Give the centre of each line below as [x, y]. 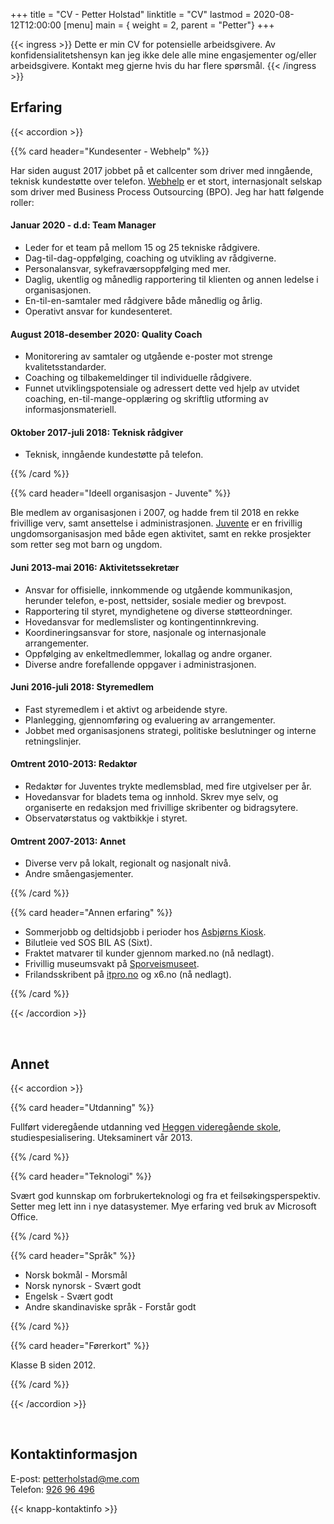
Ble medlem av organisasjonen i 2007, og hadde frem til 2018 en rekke [155, 513]
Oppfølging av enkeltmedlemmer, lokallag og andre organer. [148, 653]
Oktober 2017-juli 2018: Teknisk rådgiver [97, 432]
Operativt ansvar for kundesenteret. [98, 311]
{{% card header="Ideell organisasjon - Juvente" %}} [121, 493]
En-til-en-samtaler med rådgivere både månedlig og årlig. [143, 301]
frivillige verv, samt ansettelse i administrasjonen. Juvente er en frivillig [156, 523]
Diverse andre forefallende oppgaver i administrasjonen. [140, 664]
